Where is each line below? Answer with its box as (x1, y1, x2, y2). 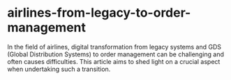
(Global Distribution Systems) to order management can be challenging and (7, 50, 225, 58)
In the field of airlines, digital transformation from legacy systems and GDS (7, 42, 222, 51)
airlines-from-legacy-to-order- (7, 5, 191, 21)
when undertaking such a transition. (7, 65, 111, 73)
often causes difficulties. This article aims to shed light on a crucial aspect (7, 57, 221, 65)
